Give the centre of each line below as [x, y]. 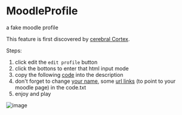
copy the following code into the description [69, 74]
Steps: [14, 50]
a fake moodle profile [32, 27]
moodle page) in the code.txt [50, 87]
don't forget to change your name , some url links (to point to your [95, 81]
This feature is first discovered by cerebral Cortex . [68, 39]
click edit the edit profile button [56, 62]
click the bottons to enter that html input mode [72, 68]
